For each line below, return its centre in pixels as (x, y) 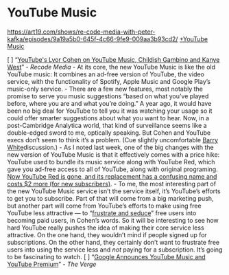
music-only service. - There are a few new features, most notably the (105, 89)
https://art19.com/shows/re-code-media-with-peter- (81, 32)
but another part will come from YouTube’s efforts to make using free (104, 206)
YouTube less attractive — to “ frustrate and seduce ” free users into (102, 213)
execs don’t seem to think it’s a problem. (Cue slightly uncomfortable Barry (112, 140)
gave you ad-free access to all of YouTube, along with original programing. (112, 169)
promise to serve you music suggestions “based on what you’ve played (108, 96)
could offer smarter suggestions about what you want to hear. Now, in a (108, 118)
